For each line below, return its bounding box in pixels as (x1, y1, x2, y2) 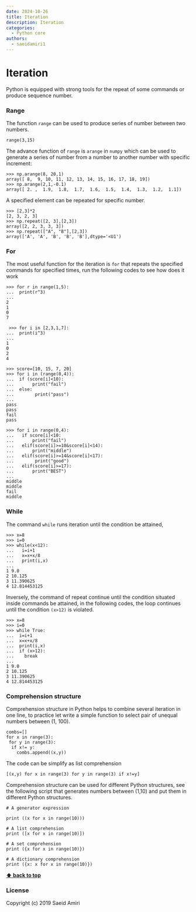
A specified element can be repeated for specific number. (6, 197, 145, 204)
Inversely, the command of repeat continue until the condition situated (6, 593, 176, 600)
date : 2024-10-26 (6, 8, 49, 15)
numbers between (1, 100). (6, 718, 70, 725)
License (6, 886, 29, 894)
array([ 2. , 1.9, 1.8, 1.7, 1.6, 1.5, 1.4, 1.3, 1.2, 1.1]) (6, 186, 182, 193)
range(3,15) (6, 137, 35, 143)
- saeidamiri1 (11, 42, 46, 47)
